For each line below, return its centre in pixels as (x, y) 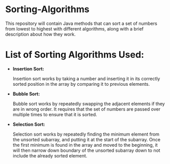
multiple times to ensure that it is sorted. (55, 114)
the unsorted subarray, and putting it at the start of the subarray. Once (87, 139)
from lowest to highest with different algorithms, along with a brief (75, 28)
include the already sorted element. (50, 155)
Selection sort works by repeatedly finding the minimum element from (86, 134)
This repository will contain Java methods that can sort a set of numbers (81, 23)
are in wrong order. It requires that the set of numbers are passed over (87, 109)
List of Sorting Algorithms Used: (75, 55)
